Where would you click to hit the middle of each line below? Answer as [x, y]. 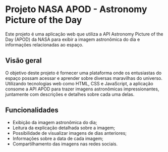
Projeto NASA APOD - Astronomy [76, 9]
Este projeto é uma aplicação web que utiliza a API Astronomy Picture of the [84, 34]
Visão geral [23, 61]
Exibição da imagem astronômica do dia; [55, 122]
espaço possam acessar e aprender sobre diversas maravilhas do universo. [84, 78]
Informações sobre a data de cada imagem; [58, 138]
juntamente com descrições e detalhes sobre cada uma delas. [70, 94]
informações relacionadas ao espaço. [44, 44]
